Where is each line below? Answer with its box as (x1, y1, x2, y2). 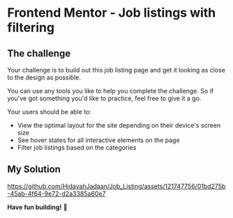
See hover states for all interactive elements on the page (17, 136, 180, 144)
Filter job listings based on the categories (17, 143, 137, 151)
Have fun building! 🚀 (7, 203, 68, 211)
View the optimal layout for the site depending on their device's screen (17, 121, 221, 130)
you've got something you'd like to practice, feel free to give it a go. (7, 94, 202, 102)
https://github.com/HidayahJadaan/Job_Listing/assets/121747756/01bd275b (7, 182, 226, 190)
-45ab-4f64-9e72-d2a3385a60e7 (7, 189, 106, 198)
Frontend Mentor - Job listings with (7, 5, 216, 21)
